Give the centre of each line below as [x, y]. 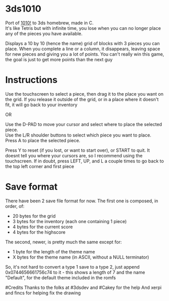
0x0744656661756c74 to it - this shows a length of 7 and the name [75, 272]
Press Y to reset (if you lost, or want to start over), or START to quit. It [78, 150]
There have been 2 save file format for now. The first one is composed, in [82, 201]
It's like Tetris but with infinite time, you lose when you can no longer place [83, 28]
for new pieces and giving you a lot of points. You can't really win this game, [85, 54]
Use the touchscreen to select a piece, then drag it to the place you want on [84, 94]
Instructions [31, 80]
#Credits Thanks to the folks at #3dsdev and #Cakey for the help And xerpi [83, 287]
